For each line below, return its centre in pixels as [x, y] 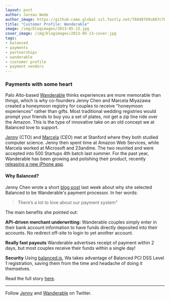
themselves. [18, 269]
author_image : [20, 19]
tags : [11, 39]
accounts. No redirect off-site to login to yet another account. [69, 233]
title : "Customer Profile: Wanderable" [47, 24]
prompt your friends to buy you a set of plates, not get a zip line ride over [81, 117]
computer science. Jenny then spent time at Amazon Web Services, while [82, 143]
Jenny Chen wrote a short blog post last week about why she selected [79, 187]
